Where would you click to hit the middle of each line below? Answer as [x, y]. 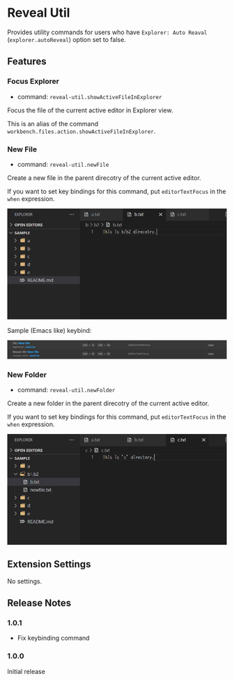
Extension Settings [49, 564]
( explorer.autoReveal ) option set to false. [67, 39]
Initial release [26, 671]
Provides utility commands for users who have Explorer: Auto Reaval [107, 32]
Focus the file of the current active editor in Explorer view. [90, 110]
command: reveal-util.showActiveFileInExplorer [89, 96]
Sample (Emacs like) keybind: [49, 330]
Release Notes [39, 603]
